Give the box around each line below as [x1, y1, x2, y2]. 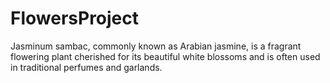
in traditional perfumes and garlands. [10, 61, 163, 73]
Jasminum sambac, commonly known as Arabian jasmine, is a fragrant [10, 40, 302, 52]
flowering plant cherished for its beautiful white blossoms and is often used [10, 50, 321, 62]
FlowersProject [10, 7, 140, 30]
